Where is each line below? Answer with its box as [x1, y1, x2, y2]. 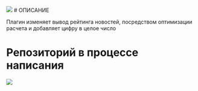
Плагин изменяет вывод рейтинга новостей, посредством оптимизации [6, 18, 193, 25]
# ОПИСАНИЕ [13, 7, 49, 14]
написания [6, 58, 65, 72]
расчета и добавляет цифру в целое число [6, 25, 117, 32]
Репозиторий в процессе [6, 46, 139, 60]
